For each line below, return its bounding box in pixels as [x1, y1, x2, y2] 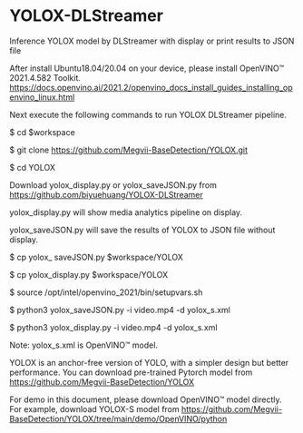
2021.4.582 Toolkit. [9, 72, 82, 83]
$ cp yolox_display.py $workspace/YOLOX [9, 269, 169, 280]
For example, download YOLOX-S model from [9, 403, 180, 414]
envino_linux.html [9, 92, 75, 103]
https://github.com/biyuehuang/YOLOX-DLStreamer [9, 189, 204, 200]
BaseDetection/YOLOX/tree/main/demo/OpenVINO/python [9, 413, 228, 424]
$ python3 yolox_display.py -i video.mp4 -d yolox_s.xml [9, 321, 218, 332]
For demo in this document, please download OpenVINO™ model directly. [9, 394, 283, 405]
